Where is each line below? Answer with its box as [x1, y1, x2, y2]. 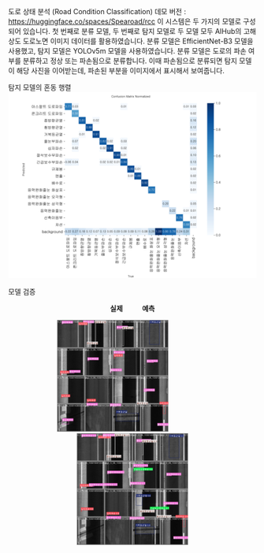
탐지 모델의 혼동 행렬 [8, 83, 72, 92]
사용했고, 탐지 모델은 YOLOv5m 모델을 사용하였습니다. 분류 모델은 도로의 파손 [8, 46, 247, 55]
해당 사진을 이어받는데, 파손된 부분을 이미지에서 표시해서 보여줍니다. [16, 66, 225, 75]
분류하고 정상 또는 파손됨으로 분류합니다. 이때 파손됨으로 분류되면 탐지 [22, 56, 238, 65]
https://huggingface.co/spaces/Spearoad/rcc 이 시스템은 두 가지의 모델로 [8, 17, 242, 26]
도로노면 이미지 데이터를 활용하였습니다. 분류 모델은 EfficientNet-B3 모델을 [22, 36, 254, 46]
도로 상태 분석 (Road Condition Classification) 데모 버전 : [8, 7, 187, 16]
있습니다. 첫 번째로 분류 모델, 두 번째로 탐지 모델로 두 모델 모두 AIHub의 [22, 27, 242, 35]
